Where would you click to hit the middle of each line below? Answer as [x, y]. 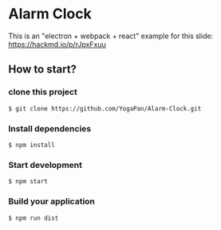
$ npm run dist [34, 218]
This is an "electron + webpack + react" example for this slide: [111, 36]
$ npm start [28, 181]
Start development [45, 165]
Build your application [52, 201]
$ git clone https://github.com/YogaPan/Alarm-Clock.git [105, 108]
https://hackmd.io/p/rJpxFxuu [57, 44]
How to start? [43, 70]
